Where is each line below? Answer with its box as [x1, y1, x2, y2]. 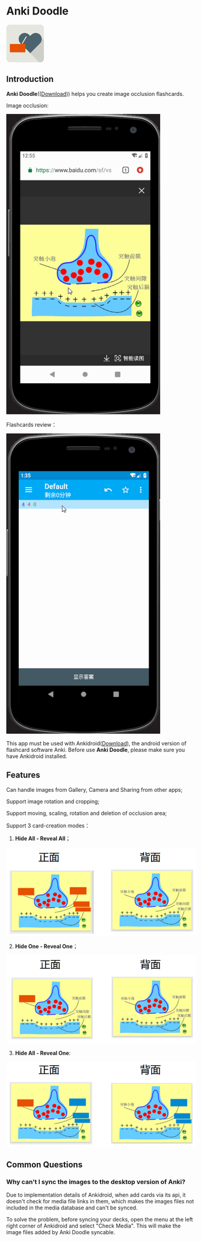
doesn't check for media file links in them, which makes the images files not [6, 1198, 194, 1205]
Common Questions [6, 1159, 83, 1170]
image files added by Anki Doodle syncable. [6, 1229, 116, 1236]
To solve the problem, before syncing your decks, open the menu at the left [6, 1216, 193, 1223]
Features [6, 770, 40, 780]
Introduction [6, 74, 54, 84]
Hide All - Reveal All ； [14, 835, 71, 842]
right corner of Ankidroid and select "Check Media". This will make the [6, 1222, 181, 1229]
